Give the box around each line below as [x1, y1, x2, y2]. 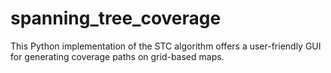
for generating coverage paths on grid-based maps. [10, 50, 225, 62]
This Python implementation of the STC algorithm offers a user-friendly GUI [10, 40, 322, 52]
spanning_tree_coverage [10, 7, 222, 30]
